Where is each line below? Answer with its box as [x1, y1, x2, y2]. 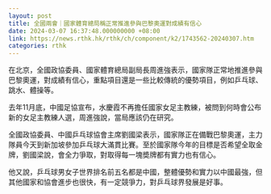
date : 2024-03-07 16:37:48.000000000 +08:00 [8, 27, 161, 35]
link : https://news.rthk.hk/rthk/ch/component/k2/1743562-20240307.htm [8, 34, 254, 43]
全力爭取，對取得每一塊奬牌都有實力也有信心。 [64, 150, 220, 160]
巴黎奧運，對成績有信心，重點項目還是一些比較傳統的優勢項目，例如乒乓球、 [8, 75, 263, 85]
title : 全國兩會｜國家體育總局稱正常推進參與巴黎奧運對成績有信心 [8, 19, 202, 27]
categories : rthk [8, 42, 67, 50]
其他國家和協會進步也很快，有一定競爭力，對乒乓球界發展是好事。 [8, 177, 227, 187]
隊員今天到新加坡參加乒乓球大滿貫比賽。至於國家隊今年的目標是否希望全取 [8, 140, 256, 150]
